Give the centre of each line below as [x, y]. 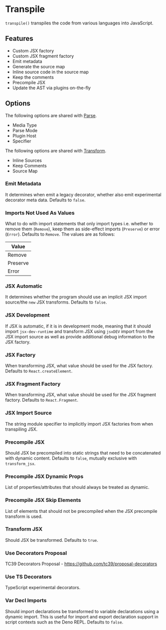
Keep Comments [29, 165]
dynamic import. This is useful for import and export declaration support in [82, 617]
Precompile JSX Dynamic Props [44, 476]
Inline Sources [27, 160]
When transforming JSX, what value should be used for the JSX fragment [81, 395]
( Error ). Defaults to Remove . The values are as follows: [60, 234]
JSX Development [27, 315]
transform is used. [24, 516]
